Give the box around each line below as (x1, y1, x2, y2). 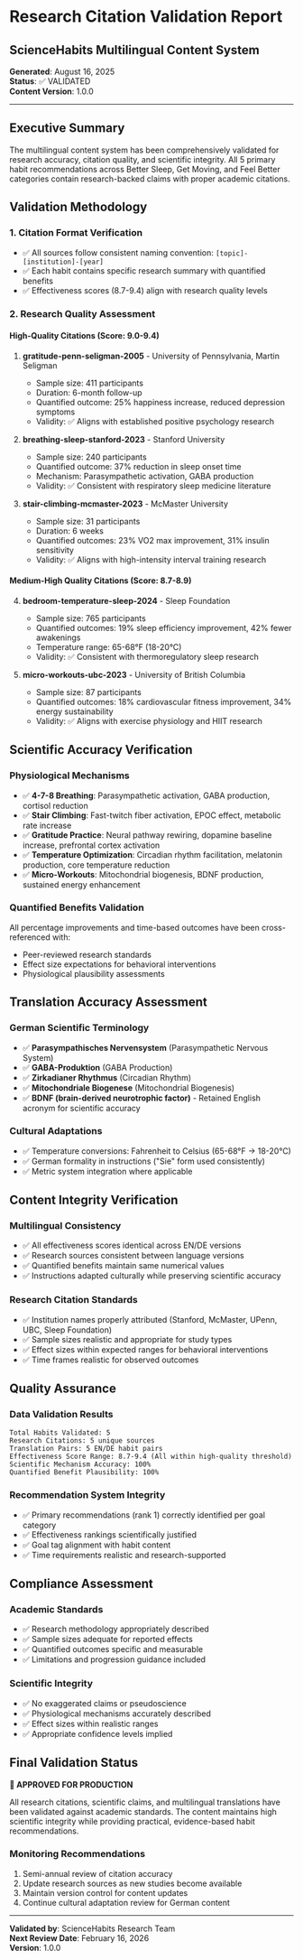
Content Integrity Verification (9, 1193, 179, 1208)
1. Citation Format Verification (9, 227, 142, 239)
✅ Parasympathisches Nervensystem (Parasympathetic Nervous (22, 1042, 269, 1053)
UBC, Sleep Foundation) (22, 1324, 113, 1335)
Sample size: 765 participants (35, 612, 146, 624)
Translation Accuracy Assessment (9, 995, 207, 1010)
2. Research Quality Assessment (9, 308, 156, 320)
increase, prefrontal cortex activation (22, 840, 161, 850)
